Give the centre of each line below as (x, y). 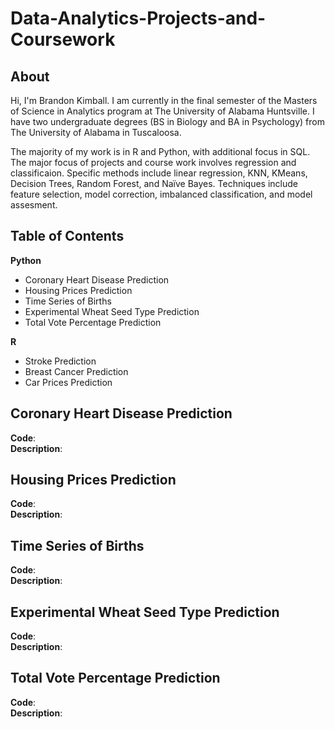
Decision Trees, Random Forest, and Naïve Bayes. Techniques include (154, 183)
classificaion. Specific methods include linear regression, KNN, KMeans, (159, 173)
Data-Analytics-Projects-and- (138, 18)
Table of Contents (67, 236)
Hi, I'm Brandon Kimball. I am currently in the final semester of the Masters (164, 100)
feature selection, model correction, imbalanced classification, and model (161, 194)
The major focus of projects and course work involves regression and (153, 162)
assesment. (34, 205)
